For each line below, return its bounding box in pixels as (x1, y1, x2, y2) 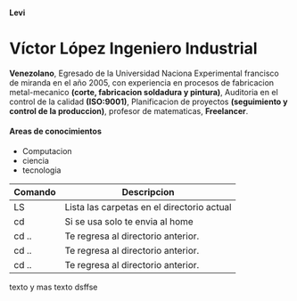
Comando (13, 185, 56, 198)
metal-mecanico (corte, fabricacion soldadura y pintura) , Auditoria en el (9, 86, 278, 97)
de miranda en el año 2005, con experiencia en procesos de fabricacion (9, 77, 275, 88)
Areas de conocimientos (9, 126, 103, 137)
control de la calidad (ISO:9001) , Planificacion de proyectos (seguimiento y (9, 96, 288, 107)
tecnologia (21, 165, 62, 175)
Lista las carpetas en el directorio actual (64, 200, 232, 213)
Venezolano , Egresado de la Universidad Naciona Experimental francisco (9, 68, 279, 78)
